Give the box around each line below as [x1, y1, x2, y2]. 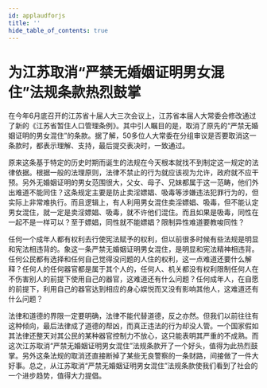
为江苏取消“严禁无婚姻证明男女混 [8, 63, 225, 81]
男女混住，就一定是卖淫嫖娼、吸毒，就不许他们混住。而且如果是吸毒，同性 [8, 208, 252, 218]
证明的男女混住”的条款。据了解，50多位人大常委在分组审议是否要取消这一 [14, 131, 257, 140]
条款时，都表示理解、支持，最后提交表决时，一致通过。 [8, 141, 189, 151]
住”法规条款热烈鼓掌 [8, 83, 141, 101]
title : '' [8, 19, 41, 27]
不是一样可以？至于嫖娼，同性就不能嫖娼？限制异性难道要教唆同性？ [21, 218, 245, 227]
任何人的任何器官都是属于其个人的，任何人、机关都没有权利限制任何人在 [21, 265, 259, 274]
